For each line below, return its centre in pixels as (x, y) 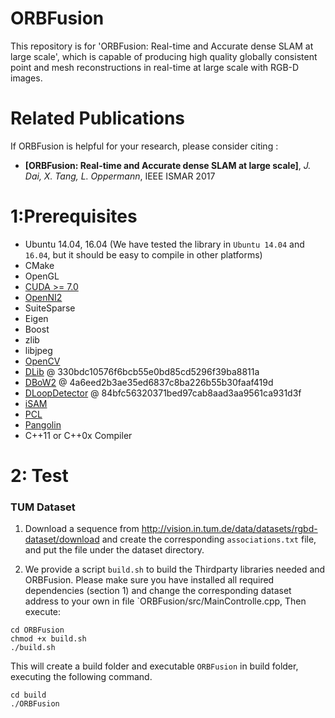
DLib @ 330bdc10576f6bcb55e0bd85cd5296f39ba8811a (142, 371)
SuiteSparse (50, 308)
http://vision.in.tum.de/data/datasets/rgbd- (229, 529)
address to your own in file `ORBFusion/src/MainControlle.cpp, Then (165, 601)
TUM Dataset (43, 507)
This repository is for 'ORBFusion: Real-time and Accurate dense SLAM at (162, 46)
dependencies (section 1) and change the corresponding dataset (158, 591)
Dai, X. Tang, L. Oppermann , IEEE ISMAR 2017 (120, 176)
